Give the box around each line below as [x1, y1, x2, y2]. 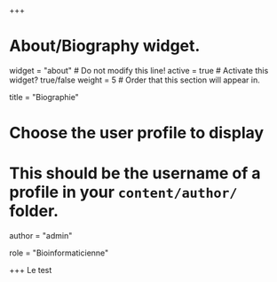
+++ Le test [9, 265, 52, 276]
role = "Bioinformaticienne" [9, 247, 109, 258]
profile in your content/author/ [9, 183, 238, 202]
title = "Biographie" [9, 91, 80, 102]
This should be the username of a [9, 163, 261, 184]
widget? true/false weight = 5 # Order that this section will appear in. [9, 74, 260, 85]
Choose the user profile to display [9, 123, 265, 143]
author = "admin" [9, 231, 73, 241]
